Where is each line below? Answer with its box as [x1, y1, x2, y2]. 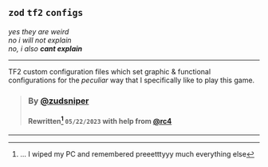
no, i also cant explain [8, 43, 82, 54]
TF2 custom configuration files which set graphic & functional [8, 66, 211, 76]
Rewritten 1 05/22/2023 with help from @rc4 [27, 115, 172, 125]
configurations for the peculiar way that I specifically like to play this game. [8, 75, 255, 85]
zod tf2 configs [8, 7, 84, 18]
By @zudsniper [27, 95, 89, 106]
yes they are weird [8, 26, 69, 36]
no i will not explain [8, 35, 72, 45]
